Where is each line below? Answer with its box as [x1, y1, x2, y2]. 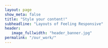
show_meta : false [4, 12, 41, 17]
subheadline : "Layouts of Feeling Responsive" [4, 21, 103, 26]
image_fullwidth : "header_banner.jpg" [11, 30, 92, 35]
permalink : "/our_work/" [4, 35, 56, 40]
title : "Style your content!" [4, 16, 68, 21]
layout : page [4, 7, 32, 12]
